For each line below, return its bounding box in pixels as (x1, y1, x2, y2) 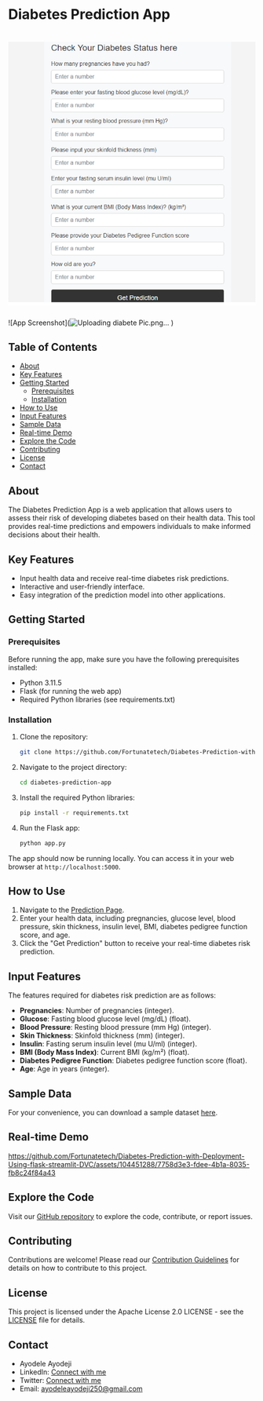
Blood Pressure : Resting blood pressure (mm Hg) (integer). (19, 1023, 212, 1032)
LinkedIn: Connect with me (19, 1367, 107, 1377)
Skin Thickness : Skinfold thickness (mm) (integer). (19, 1031, 185, 1041)
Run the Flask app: (19, 823, 80, 833)
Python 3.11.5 (19, 677, 62, 688)
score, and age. (19, 930, 71, 939)
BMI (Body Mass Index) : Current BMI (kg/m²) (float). (19, 1048, 190, 1057)
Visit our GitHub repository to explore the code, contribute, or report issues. (8, 1211, 254, 1221)
